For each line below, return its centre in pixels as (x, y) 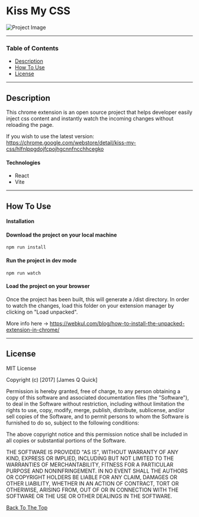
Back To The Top (27, 508)
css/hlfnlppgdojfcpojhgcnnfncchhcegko (55, 149)
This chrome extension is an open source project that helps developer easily (99, 112)
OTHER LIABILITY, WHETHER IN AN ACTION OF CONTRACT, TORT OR (92, 483)
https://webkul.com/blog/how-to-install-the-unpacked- (117, 323)
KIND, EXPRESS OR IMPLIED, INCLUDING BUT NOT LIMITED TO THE (90, 458)
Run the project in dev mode (41, 261)
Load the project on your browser (48, 286)
